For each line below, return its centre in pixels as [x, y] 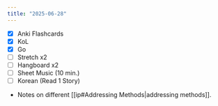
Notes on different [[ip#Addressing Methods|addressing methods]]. [114, 95]
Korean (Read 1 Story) [48, 81]
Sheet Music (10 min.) [48, 73]
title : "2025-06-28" [37, 14]
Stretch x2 [32, 57]
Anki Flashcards [40, 33]
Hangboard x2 [38, 65]
